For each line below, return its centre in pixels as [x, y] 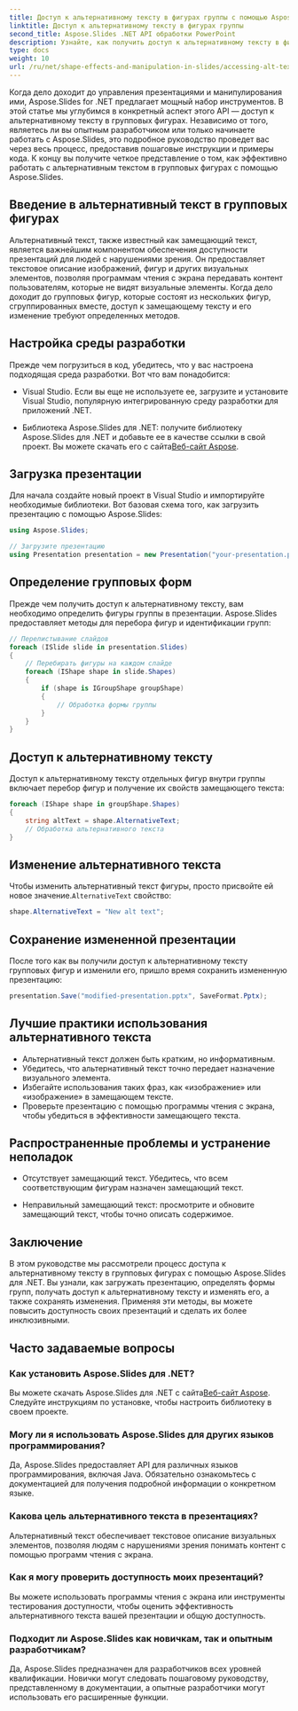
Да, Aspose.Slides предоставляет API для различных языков [124, 1465]
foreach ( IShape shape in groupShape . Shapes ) [94, 804]
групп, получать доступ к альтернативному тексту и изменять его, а [139, 1292]
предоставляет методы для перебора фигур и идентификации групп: [140, 623]
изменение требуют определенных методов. [94, 315]
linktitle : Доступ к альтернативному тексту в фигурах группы [126, 26]
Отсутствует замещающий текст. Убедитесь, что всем [125, 1178]
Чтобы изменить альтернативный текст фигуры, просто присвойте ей [141, 886]
